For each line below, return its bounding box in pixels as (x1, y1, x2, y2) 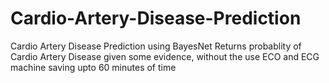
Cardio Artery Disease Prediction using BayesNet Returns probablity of (10, 40, 302, 52)
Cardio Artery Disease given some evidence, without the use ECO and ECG (10, 50, 320, 62)
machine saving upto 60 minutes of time (10, 61, 177, 73)
